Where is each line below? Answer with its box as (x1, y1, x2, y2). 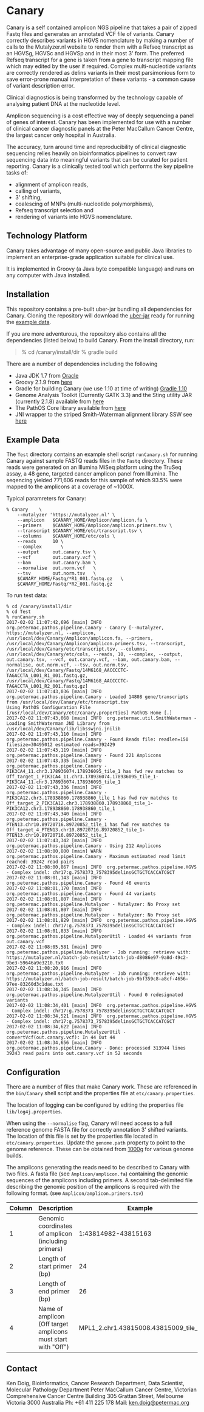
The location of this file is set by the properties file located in (6, 1132, 158, 1140)
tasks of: (6, 168, 29, 176)
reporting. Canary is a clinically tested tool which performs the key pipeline (6, 162, 194, 170)
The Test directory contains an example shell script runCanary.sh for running (6, 451, 198, 458)
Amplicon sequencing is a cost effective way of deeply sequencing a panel (6, 112, 194, 119)
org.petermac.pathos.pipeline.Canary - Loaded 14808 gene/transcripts (6, 694, 189, 700)
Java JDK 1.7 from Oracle (15, 372, 79, 379)
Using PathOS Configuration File (6, 705, 91, 711)
